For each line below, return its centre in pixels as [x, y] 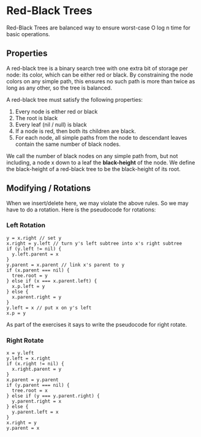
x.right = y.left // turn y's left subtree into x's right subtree [94, 243]
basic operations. [28, 34]
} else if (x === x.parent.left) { [52, 281]
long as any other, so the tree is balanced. [59, 88]
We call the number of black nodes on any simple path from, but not [92, 156]
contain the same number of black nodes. [68, 144]
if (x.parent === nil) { [38, 270]
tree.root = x [30, 391]
